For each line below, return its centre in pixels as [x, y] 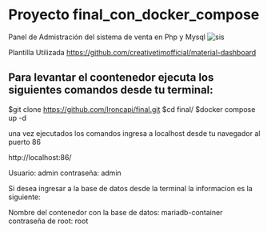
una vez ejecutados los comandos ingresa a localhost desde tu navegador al [134, 133]
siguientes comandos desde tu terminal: [111, 90]
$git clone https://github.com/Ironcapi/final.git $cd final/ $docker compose [132, 109]
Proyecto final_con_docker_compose [134, 15]
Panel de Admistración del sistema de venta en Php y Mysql [107, 37]
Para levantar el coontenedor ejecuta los [111, 78]
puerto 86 [25, 142]
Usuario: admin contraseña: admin [65, 173]
